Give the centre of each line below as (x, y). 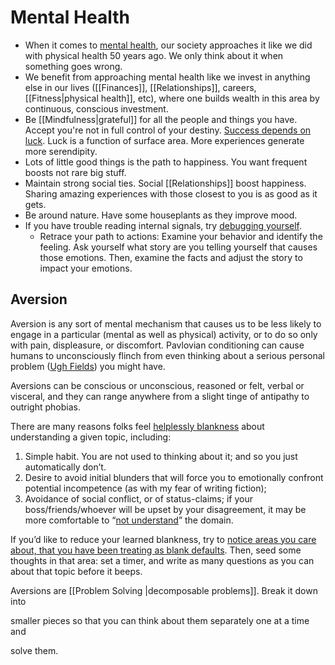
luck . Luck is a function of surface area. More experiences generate (164, 140)
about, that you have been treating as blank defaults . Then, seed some (156, 550)
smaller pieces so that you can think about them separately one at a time (160, 620)
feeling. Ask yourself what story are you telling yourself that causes (178, 247)
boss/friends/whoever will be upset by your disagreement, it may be (165, 509)
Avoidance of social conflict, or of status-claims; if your (138, 498)
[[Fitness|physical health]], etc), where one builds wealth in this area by (172, 98)
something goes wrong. (73, 66)
